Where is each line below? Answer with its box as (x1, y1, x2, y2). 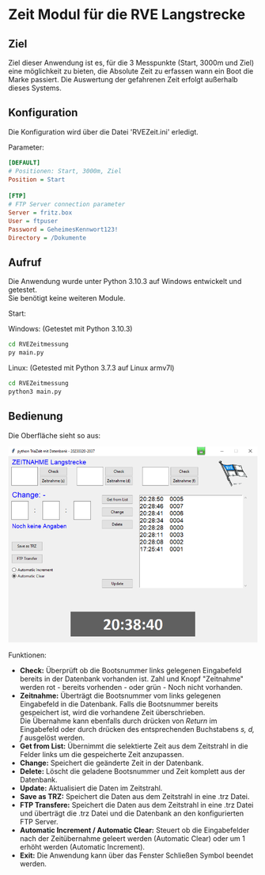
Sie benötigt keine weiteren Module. (8, 294, 126, 303)
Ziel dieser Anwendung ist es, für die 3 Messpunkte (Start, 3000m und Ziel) (8, 58, 255, 67)
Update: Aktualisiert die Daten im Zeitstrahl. (19, 783, 163, 793)
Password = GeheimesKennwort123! (8, 225, 119, 233)
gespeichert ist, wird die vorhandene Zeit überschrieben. (19, 707, 206, 717)
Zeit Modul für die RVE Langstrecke (8, 6, 246, 24)
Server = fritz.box (8, 209, 73, 217)
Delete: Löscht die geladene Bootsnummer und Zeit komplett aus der (19, 766, 245, 776)
